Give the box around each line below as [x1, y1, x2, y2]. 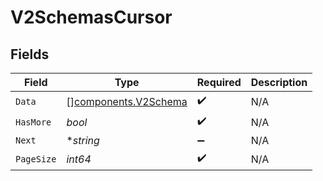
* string [66, 134, 100, 147]
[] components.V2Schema [66, 94, 188, 108]
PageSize [15, 153, 57, 165]
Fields [10, 46, 50, 63]
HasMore [15, 116, 52, 128]
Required [196, 76, 242, 89]
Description [250, 76, 308, 89]
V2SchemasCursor [10, 6, 173, 29]
